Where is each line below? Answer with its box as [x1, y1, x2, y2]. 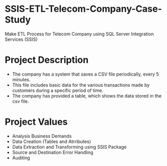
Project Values [5, 116, 68, 128]
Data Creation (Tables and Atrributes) [12, 138, 91, 145]
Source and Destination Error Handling [12, 149, 93, 155]
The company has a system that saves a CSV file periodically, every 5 [12, 71, 159, 77]
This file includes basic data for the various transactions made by [12, 82, 150, 88]
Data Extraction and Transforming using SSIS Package [12, 144, 127, 150]
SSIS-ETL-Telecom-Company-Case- [5, 3, 162, 15]
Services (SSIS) [5, 36, 38, 42]
